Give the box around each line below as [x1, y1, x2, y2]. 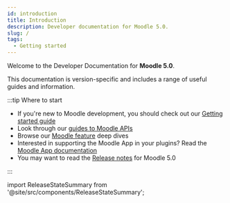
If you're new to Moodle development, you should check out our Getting [17, 109, 223, 117]
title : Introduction [7, 17, 67, 24]
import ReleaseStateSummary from [7, 181, 107, 188]
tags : [7, 36, 23, 43]
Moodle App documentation [17, 147, 98, 154]
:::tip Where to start [7, 96, 62, 104]
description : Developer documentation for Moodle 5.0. [7, 23, 169, 30]
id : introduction [7, 10, 57, 17]
